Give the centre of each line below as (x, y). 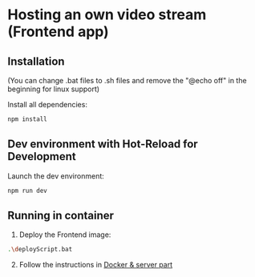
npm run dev (27, 191)
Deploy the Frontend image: (65, 235)
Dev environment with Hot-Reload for (103, 145)
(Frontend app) (58, 32)
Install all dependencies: (47, 104)
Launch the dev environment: (56, 176)
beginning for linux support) (54, 89)
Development (42, 157)
